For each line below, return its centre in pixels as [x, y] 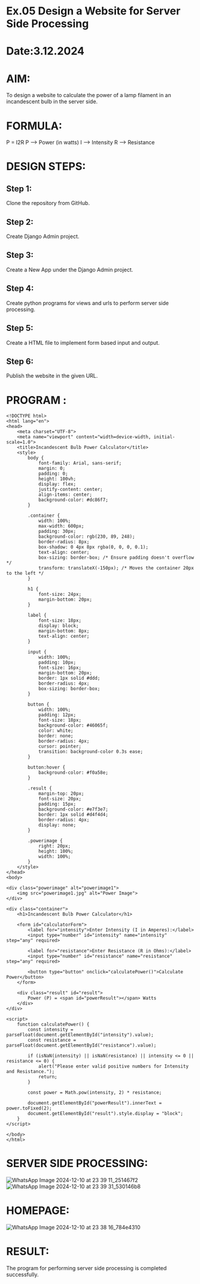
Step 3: [20, 255]
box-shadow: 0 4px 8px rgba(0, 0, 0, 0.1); [93, 547]
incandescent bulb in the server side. [52, 102]
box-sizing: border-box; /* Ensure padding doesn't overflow [116, 558]
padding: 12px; [57, 715]
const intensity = [51, 1030]
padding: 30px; [57, 532]
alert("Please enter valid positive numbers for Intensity [113, 1066]
